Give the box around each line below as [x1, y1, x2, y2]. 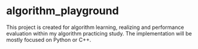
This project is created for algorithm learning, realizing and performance [6, 24, 184, 31]
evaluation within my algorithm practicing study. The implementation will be [6, 30, 193, 37]
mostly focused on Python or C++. [6, 36, 92, 43]
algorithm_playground [6, 4, 119, 18]
